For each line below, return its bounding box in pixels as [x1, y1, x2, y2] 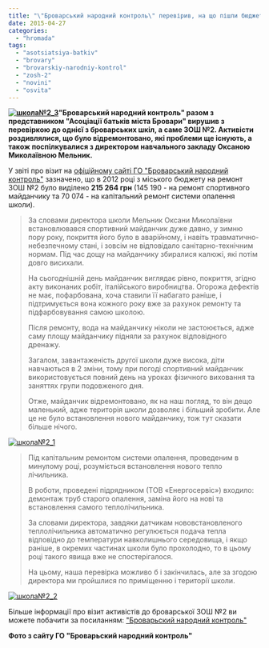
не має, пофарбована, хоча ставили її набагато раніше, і [27, 290, 222, 300]
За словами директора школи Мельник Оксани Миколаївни [27, 215, 233, 225]
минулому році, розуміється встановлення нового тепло [27, 462, 223, 471]
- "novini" [15, 78, 52, 86]
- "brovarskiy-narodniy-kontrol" [15, 64, 127, 72]
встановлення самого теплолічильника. [27, 502, 165, 512]
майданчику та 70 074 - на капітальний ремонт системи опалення [8, 191, 235, 201]
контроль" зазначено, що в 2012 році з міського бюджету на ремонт [8, 174, 243, 184]
